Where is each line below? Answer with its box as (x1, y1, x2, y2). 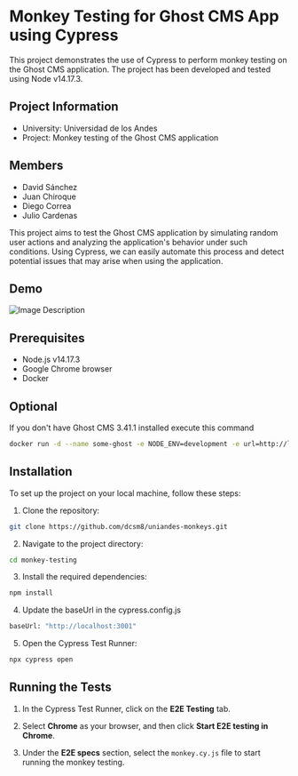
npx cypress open (9, 655, 74, 664)
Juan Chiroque (21, 191, 77, 202)
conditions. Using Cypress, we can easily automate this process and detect (9, 246, 285, 257)
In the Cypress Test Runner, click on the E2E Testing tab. (21, 703, 231, 714)
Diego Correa (21, 200, 72, 211)
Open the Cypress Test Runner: (21, 638, 137, 649)
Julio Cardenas (21, 210, 78, 220)
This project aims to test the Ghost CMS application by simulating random (9, 227, 278, 237)
